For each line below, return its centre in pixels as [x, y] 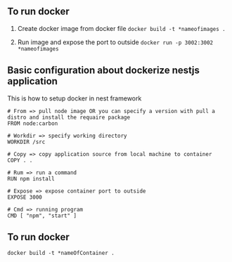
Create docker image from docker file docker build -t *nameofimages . [122, 28]
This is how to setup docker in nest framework [75, 98]
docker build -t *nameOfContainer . [61, 253]
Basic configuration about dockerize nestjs [104, 71]
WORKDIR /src [26, 142]
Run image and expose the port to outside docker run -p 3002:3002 [115, 42]
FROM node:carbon [33, 123]
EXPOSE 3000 [25, 197]
